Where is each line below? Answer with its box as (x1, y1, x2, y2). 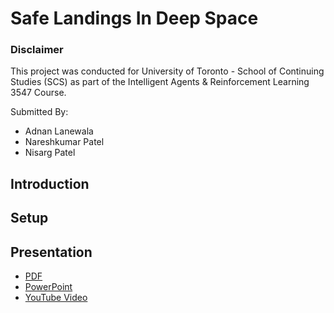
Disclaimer (10, 43, 64, 57)
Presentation (10, 243, 93, 261)
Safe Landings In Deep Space (10, 7, 259, 30)
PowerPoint (24, 281, 73, 293)
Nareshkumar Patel (24, 136, 105, 148)
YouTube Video (24, 292, 88, 304)
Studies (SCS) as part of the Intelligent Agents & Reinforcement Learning (10, 76, 310, 88)
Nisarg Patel (24, 147, 76, 159)
